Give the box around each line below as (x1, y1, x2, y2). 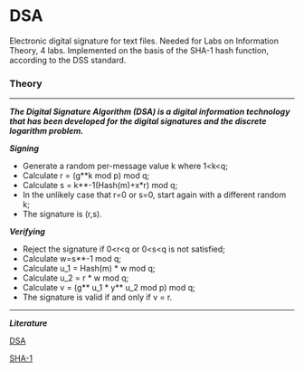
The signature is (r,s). (22, 209, 102, 220)
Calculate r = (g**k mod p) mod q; (22, 170, 150, 181)
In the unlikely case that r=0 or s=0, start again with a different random (22, 189, 287, 200)
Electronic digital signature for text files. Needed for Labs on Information (9, 35, 279, 46)
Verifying (9, 226, 45, 237)
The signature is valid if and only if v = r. (22, 291, 173, 303)
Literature (9, 318, 48, 329)
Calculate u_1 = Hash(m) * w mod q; (22, 263, 156, 274)
